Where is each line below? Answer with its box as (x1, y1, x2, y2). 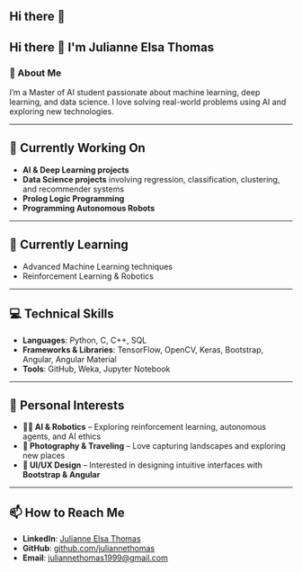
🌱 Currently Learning (9, 237, 129, 253)
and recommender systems (22, 183, 124, 194)
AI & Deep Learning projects (22, 164, 129, 175)
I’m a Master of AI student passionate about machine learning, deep (9, 87, 261, 98)
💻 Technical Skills (9, 307, 114, 322)
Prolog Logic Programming (22, 192, 125, 203)
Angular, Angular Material (22, 353, 117, 364)
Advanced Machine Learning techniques (22, 261, 173, 272)
